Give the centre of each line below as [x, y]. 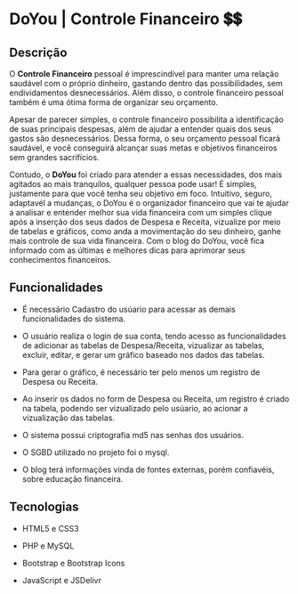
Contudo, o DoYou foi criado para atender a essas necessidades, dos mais [146, 175]
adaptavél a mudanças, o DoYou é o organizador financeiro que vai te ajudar [149, 203]
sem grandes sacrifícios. [54, 157]
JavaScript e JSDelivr [62, 580]
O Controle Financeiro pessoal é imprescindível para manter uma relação [144, 74]
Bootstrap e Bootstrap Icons [73, 563]
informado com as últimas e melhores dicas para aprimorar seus [127, 250]
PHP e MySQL [48, 545]
